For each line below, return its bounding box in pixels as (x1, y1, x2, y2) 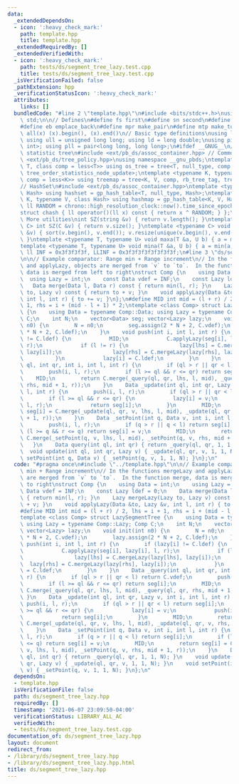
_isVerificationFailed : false (14, 76, 103, 84)
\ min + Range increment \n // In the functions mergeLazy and (20, 468, 205, 475)
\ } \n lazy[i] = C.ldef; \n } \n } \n (20, 355, 221, 362)
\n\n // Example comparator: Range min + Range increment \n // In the (20, 256, 228, 263)
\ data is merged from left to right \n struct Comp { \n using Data (20, 269, 231, 276)
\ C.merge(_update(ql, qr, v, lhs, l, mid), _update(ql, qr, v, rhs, (20, 620, 231, 627)
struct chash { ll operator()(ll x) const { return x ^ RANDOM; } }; (20, 210, 231, 217)
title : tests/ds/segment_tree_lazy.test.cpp (20, 70, 154, 77)
